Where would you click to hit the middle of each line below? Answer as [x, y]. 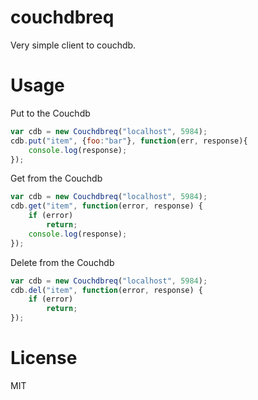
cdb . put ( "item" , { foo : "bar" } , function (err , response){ [129, 141]
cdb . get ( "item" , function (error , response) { [106, 206]
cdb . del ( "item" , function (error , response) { [106, 290]
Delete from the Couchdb [62, 262]
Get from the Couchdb [56, 178]
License [44, 358]
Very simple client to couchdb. [73, 45]
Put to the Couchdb [50, 113]
